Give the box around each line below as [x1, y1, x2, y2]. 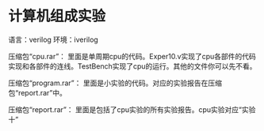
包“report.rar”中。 [8, 88, 67, 97]
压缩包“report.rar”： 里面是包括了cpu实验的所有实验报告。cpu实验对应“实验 [8, 104, 256, 114]
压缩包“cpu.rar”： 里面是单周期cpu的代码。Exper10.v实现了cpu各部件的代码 [8, 51, 256, 61]
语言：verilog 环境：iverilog [8, 35, 99, 44]
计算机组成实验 [8, 7, 106, 25]
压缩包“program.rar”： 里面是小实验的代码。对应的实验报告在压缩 [8, 78, 222, 88]
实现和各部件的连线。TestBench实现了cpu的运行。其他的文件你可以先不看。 [8, 61, 257, 71]
